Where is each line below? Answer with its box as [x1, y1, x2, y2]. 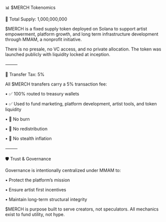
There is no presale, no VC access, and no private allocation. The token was [5, 46, 162, 52]
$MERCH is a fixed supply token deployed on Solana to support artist [5, 26, 148, 31]
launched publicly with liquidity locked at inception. [5, 51, 111, 57]
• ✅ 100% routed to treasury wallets [5, 91, 80, 96]
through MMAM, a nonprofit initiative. [5, 36, 82, 42]
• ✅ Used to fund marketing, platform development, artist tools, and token [5, 101, 157, 106]
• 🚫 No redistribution [5, 126, 48, 131]
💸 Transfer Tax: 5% [5, 71, 45, 77]
